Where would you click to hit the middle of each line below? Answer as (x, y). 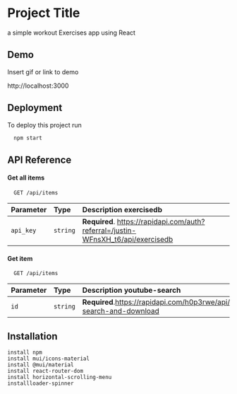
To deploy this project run (45, 124)
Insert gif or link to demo (43, 71)
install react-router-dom (45, 371)
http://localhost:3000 (38, 86)
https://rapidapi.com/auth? (161, 222)
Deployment (35, 108)
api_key (24, 231)
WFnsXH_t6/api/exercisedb (128, 240)
